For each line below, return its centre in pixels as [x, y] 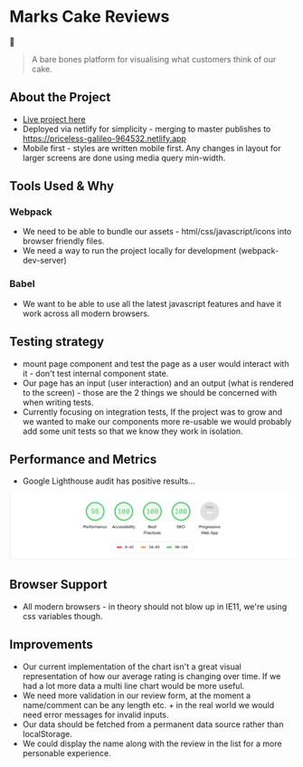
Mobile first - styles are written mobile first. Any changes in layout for [151, 148]
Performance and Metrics [83, 459]
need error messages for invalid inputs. [95, 714]
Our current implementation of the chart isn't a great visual [132, 666]
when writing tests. [58, 402]
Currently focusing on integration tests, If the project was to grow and [152, 412]
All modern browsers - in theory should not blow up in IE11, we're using [155, 606]
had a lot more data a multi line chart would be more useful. [133, 686]
